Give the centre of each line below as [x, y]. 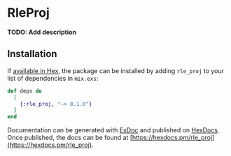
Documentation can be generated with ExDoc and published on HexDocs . [113, 130]
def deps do [24, 91]
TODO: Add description [42, 32]
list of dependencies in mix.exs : [53, 78]
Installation [32, 54]
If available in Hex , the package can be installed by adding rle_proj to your [115, 70]
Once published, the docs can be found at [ [70, 138]
